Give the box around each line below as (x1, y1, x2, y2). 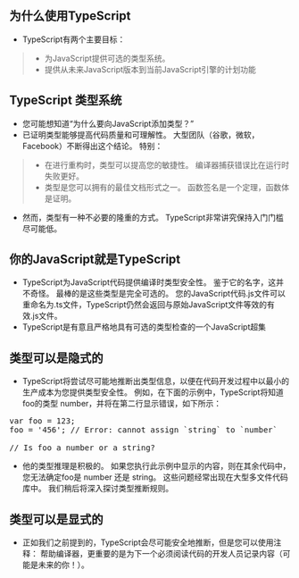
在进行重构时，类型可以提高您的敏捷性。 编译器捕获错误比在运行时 (44, 159, 290, 170)
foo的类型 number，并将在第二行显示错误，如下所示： (21, 398, 222, 409)
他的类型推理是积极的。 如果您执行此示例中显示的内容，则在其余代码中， (21, 461, 291, 472)
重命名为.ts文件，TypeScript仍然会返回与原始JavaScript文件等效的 (21, 299, 268, 310)
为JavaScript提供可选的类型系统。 (44, 53, 170, 63)
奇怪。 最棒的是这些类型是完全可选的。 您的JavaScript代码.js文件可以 (29, 289, 286, 299)
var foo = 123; (9, 416, 76, 426)
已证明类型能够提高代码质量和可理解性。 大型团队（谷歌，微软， (21, 129, 260, 140)
